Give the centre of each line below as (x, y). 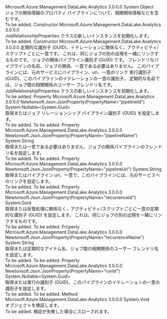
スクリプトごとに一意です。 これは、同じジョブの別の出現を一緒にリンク (80, 54)
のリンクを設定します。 (29, 181)
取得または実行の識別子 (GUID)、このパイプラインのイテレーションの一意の (83, 282)
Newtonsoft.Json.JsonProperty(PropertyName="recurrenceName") (75, 237)
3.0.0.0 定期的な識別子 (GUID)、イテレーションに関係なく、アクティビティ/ (82, 47)
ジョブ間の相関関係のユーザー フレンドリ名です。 (65, 85)
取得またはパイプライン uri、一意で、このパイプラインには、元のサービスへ (83, 175)
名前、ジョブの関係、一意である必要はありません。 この (88, 66)
